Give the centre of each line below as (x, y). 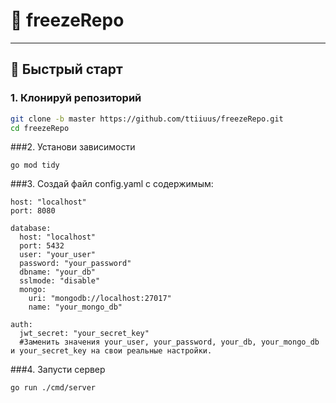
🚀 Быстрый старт (66, 69)
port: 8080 (33, 211)
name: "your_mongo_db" (75, 307)
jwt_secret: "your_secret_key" (84, 334)
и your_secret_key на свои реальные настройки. (111, 351)
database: (31, 229)
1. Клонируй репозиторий (76, 98)
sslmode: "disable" (60, 281)
